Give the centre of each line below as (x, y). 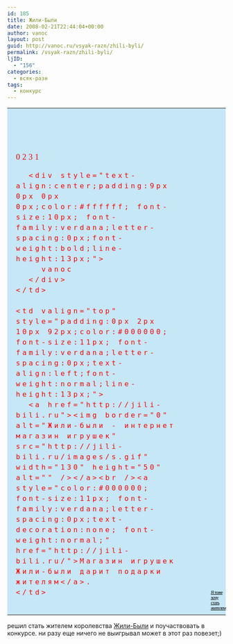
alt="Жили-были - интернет (96, 426)
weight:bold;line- (70, 249)
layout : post (26, 40)
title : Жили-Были (32, 20)
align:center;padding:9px (93, 186)
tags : (15, 85)
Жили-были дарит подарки (89, 572)
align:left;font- (67, 374)
